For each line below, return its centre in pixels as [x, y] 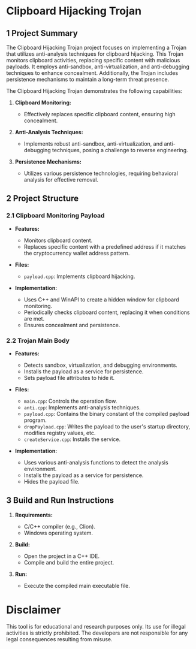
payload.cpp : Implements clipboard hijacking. [79, 276]
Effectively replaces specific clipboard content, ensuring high [99, 114]
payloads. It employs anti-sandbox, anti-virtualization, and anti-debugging [98, 67]
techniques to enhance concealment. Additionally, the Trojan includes [92, 73]
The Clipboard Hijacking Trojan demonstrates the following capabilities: [94, 91]
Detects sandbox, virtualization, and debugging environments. [101, 365]
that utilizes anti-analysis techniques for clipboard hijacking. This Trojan [95, 54]
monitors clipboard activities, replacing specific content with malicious [93, 60]
